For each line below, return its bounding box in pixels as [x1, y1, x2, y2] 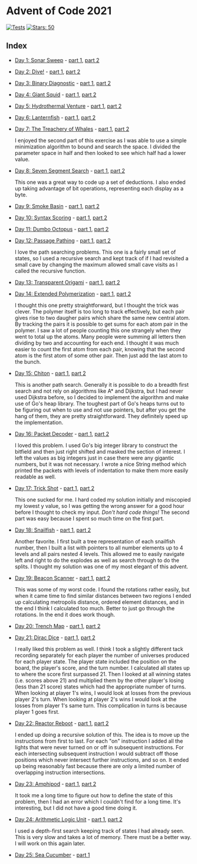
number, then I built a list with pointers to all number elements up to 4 [14, 544, 183, 551]
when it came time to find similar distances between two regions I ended [14, 592, 192, 599]
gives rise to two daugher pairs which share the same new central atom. [14, 314, 191, 321]
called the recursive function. [14, 267, 86, 274]
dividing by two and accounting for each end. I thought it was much [14, 339, 179, 347]
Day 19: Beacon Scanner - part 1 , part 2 [14, 574, 111, 581]
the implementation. [14, 419, 64, 426]
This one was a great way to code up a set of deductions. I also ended [14, 179, 186, 186]
